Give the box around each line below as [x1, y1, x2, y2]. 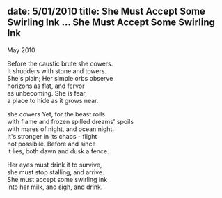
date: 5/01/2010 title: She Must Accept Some [7, 6, 205, 17]
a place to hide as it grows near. [7, 96, 99, 105]
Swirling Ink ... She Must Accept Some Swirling [7, 17, 216, 29]
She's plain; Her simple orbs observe [7, 74, 113, 82]
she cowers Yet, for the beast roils [7, 109, 106, 118]
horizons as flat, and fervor [7, 82, 85, 90]
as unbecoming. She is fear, [7, 89, 87, 97]
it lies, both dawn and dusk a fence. [7, 146, 109, 155]
